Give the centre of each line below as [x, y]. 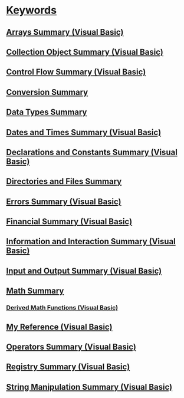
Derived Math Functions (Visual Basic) [62, 308]
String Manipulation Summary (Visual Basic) [89, 387]
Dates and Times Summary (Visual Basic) [84, 132]
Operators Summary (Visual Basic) [71, 346]
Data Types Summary [47, 112]
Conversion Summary [47, 92]
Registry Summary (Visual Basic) [68, 367]
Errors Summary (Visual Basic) [64, 201]
